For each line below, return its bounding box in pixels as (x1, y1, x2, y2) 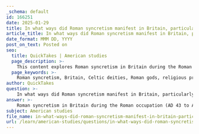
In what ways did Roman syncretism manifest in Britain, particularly (17, 91, 195, 97)
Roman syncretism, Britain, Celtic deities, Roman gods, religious (17, 75, 187, 81)
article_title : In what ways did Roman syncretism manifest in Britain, (6, 31, 190, 37)
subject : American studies (6, 108, 73, 114)
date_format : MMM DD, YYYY (6, 36, 73, 42)
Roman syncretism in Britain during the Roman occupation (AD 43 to (17, 102, 190, 109)
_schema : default (6, 8, 49, 15)
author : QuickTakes (6, 81, 54, 87)
